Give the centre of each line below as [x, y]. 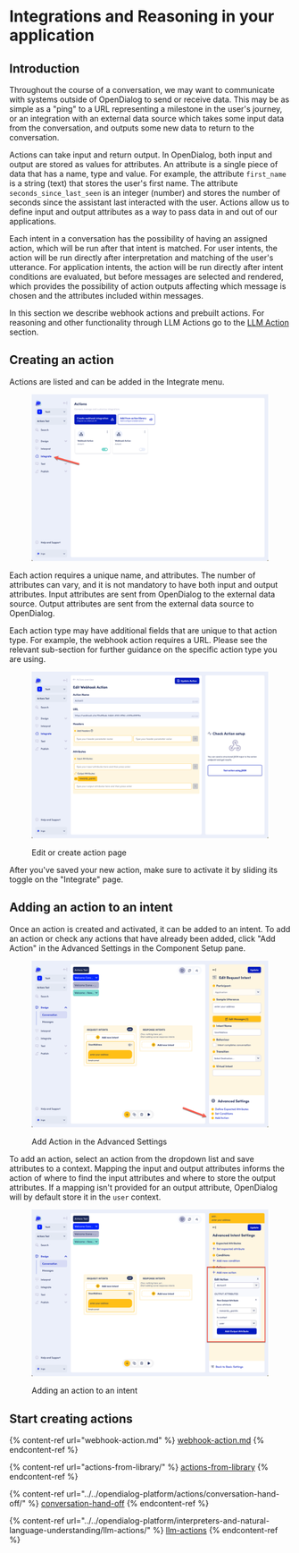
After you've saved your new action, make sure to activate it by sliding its [144, 870]
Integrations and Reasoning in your [142, 17]
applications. [33, 221]
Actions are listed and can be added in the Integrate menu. [117, 381]
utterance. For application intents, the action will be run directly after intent [146, 267]
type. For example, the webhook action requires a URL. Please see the [138, 640]
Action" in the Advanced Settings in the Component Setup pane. [128, 948]
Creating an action [62, 360]
